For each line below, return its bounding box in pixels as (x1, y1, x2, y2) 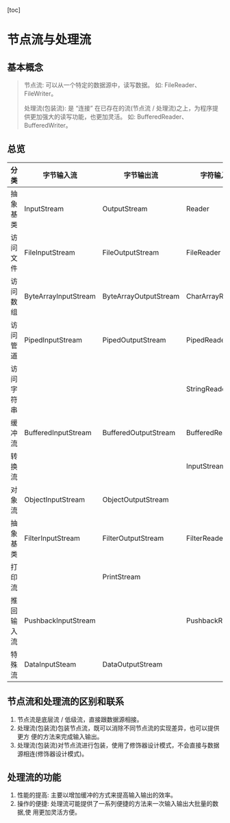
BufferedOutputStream (102, 428, 176, 437)
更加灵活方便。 (38, 808, 81, 816)
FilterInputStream (24, 533, 81, 543)
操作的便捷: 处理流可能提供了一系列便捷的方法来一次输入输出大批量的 (16, 800, 213, 808)
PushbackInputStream (24, 616, 96, 625)
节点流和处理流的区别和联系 (7, 696, 125, 708)
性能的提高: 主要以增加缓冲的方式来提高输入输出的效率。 (16, 791, 177, 799)
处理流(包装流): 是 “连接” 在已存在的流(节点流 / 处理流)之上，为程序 (23, 104, 213, 112)
